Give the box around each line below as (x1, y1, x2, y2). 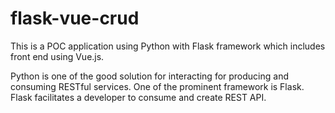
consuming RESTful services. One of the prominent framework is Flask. (10, 80, 305, 92)
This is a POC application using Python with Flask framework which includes (10, 40, 326, 52)
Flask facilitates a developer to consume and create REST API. (10, 91, 267, 103)
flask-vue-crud (10, 7, 140, 30)
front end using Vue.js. (10, 50, 105, 62)
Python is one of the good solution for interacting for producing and (10, 70, 289, 82)
